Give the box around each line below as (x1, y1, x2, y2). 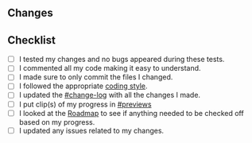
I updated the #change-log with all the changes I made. (18, 91, 200, 100)
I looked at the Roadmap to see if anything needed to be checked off (18, 108, 244, 118)
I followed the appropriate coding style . (18, 81, 148, 91)
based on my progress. (18, 117, 95, 126)
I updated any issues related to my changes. (18, 126, 165, 135)
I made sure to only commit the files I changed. (18, 72, 173, 82)
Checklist (7, 33, 56, 47)
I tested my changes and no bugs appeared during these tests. (18, 55, 225, 64)
